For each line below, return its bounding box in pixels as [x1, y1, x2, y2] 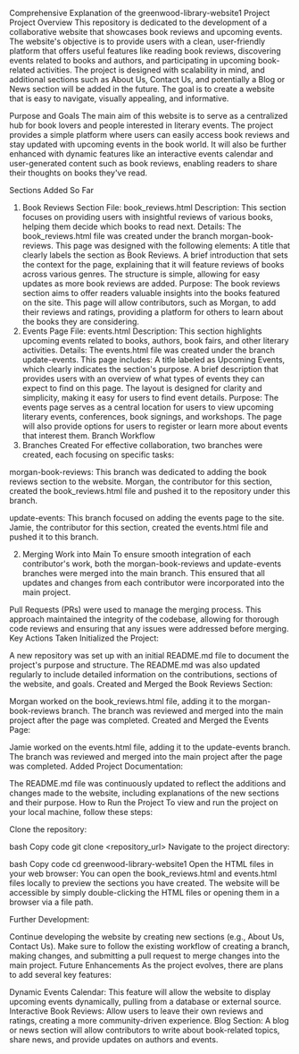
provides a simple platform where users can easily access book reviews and [9, 130, 290, 140]
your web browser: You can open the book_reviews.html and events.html [9, 868, 278, 879]
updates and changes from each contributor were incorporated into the [21, 577, 285, 588]
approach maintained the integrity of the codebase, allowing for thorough [9, 614, 279, 625]
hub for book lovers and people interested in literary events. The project [9, 120, 274, 131]
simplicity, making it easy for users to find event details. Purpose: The [21, 393, 279, 403]
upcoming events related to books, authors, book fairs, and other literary [21, 336, 289, 345]
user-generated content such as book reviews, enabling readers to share [9, 158, 278, 168]
